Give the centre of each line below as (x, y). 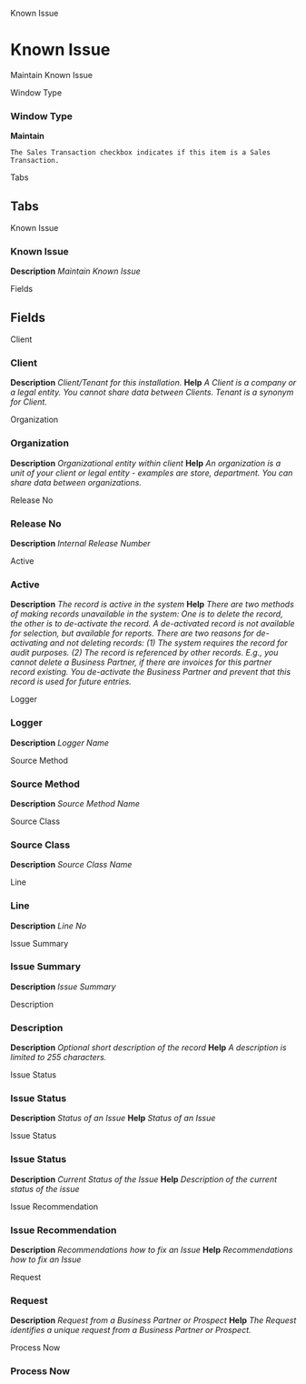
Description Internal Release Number (80, 544)
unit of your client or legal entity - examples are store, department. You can (152, 473)
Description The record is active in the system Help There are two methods (152, 605)
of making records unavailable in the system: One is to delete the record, (147, 614)
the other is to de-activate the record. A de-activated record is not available (153, 624)
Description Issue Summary (63, 987)
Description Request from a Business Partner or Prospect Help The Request (153, 1320)
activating (29, 643)
